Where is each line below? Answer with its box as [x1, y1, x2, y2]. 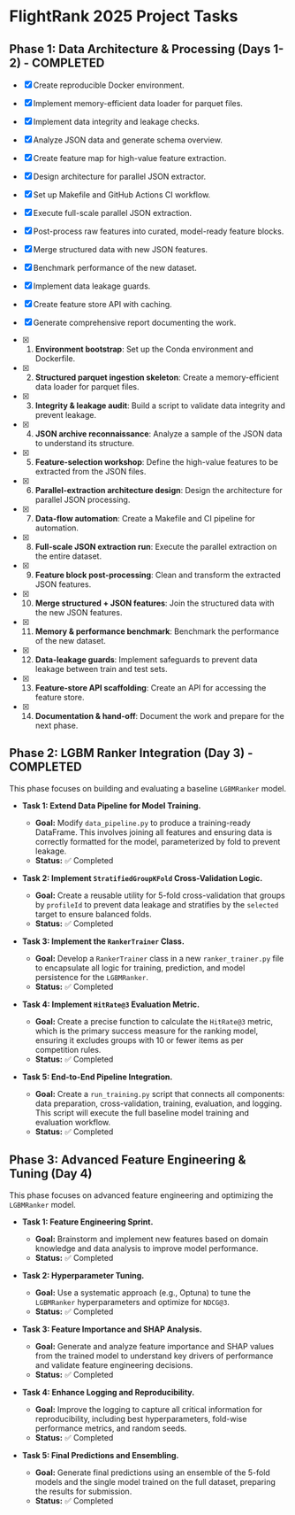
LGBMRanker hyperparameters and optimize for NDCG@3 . [34, 1296, 230, 1307]
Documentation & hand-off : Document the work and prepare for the [34, 711, 284, 721]
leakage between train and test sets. [34, 664, 168, 674]
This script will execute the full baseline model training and [34, 1107, 250, 1117]
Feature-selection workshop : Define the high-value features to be [34, 457, 278, 467]
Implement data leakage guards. [33, 281, 151, 291]
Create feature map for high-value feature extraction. [33, 153, 227, 163]
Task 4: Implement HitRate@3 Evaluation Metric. [21, 999, 200, 1009]
